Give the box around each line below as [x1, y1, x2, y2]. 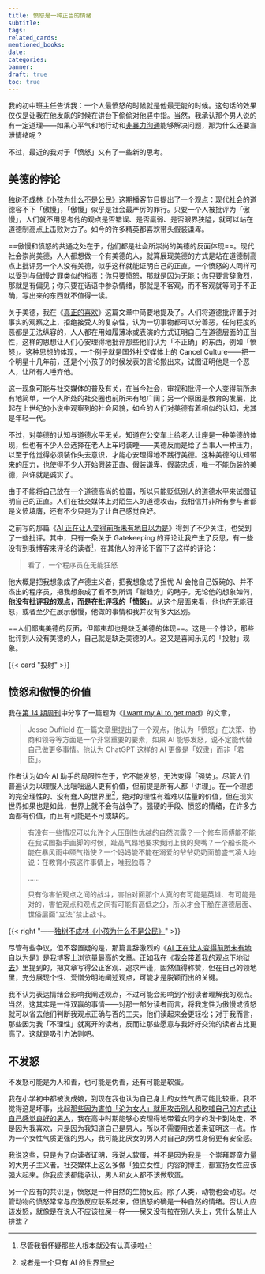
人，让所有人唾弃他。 [8, 367, 77, 377]
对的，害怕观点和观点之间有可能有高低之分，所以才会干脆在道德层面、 [27, 900, 256, 909]
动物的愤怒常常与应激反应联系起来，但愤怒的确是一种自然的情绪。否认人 [14, 1196, 250, 1207]
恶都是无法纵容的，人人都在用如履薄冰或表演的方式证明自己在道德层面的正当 [8, 328, 257, 337]
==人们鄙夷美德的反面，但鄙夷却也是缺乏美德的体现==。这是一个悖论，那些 [8, 623, 255, 633]
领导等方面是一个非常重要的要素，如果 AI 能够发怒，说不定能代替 [41, 734, 253, 744]
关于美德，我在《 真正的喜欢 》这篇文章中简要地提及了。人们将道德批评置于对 [8, 308, 257, 317]
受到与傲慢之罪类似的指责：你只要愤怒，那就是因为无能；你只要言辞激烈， [14, 271, 257, 281]
